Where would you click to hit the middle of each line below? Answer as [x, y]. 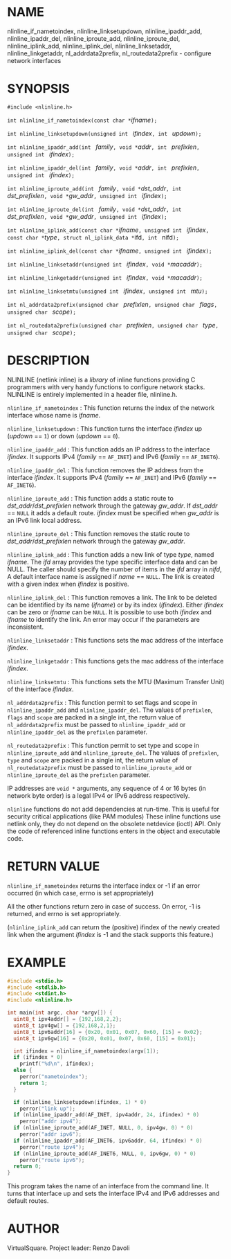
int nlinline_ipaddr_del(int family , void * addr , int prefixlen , [103, 168]
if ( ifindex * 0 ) [38, 1057]
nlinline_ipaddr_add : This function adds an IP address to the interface [109, 449]
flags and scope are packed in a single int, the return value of [94, 717]
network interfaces [34, 60]
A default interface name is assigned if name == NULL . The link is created [111, 576]
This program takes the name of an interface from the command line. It [108, 1186]
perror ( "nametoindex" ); [54, 1077]
